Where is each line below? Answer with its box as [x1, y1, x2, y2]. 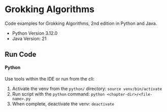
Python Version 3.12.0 [12, 30, 58, 36]
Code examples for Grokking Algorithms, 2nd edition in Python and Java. [5, 20, 157, 26]
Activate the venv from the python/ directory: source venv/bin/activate [12, 85, 162, 92]
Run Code [5, 50, 37, 59]
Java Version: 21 [12, 35, 47, 42]
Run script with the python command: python [12, 91, 105, 97]
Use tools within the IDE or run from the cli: [5, 76, 95, 82]
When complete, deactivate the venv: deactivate [12, 100, 115, 107]
